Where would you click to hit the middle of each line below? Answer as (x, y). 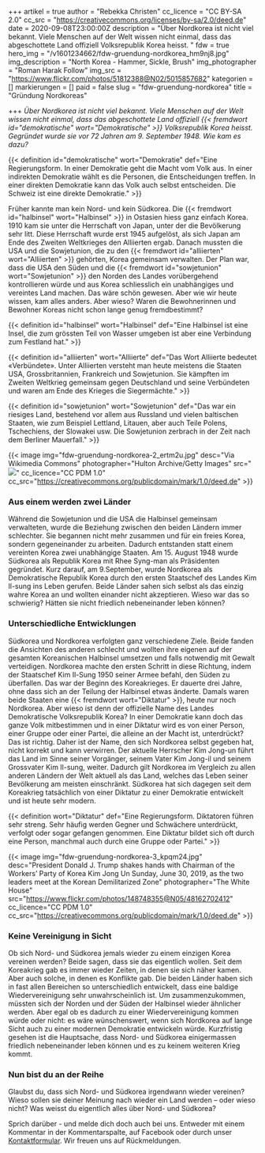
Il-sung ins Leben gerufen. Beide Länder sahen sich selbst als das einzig (126, 586)
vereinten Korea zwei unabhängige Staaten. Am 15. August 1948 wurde (123, 552)
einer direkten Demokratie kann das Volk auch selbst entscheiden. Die (122, 185)
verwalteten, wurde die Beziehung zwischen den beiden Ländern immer (125, 527)
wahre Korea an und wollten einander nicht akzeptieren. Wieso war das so (129, 595)
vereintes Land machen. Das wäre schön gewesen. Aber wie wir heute (123, 293)
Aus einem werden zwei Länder (70, 502)
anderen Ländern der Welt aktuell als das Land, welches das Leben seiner (128, 776)
